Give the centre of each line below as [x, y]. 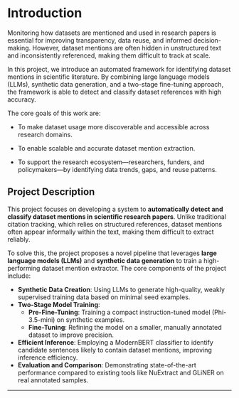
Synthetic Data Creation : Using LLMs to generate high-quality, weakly [121, 289]
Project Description [51, 192]
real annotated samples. [53, 380]
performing [24, 268]
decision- [207, 40]
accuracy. [22, 99]
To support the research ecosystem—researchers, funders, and [111, 162]
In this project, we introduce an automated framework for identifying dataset [119, 69]
